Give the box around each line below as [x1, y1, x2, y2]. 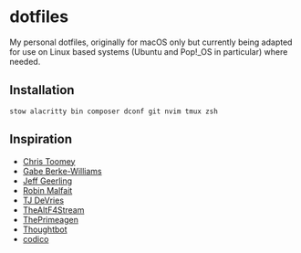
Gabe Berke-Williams [22, 165, 102, 176]
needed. [9, 56, 41, 67]
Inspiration [9, 132, 73, 147]
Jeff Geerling [22, 175, 73, 186]
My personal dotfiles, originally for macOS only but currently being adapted [9, 37, 293, 47]
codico [22, 233, 49, 244]
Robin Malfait [22, 184, 73, 195]
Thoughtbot [22, 224, 67, 235]
